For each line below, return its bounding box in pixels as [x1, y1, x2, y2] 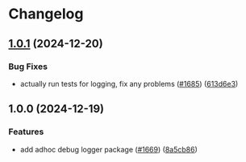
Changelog [8, 5, 84, 23]
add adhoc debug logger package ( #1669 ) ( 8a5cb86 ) [19, 144, 198, 154]
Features [8, 126, 44, 137]
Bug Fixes [8, 61, 48, 72]
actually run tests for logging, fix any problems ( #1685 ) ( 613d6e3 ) [19, 79, 239, 88]
